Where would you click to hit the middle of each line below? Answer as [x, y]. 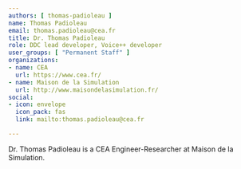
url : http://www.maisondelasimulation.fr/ [87, 90]
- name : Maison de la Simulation [64, 82]
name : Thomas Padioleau [48, 23]
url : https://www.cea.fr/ [59, 75]
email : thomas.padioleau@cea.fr [62, 30]
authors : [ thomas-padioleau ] [60, 16]
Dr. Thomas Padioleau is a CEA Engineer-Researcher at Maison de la [121, 149]
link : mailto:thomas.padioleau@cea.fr [80, 120]
